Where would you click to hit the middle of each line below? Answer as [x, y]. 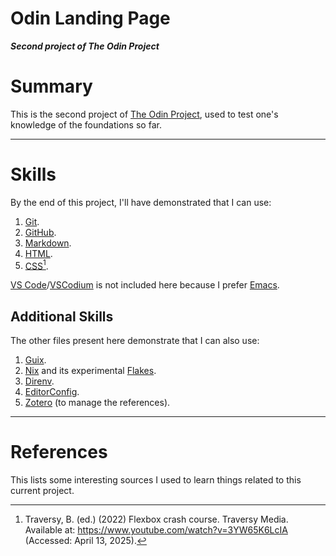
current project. [42, 491]
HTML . [38, 253]
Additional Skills [62, 316]
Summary [51, 86]
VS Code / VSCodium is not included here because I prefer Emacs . [145, 285]
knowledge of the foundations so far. [86, 124]
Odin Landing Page [90, 18]
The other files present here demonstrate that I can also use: [135, 341]
